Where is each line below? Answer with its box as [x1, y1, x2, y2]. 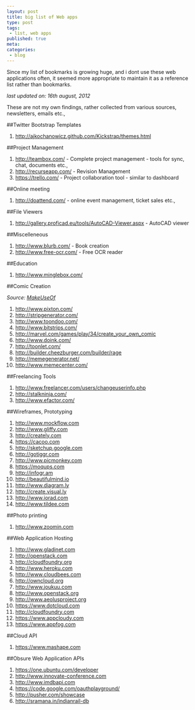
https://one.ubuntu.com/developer [15, 666, 99, 673]
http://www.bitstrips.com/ [15, 324, 78, 331]
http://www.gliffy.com [15, 425, 68, 432]
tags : [6, 25, 20, 31]
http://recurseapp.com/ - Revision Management [15, 168, 131, 175]
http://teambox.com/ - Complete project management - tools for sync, [15, 155, 185, 162]
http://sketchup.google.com [15, 444, 83, 451]
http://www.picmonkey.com [15, 457, 83, 464]
